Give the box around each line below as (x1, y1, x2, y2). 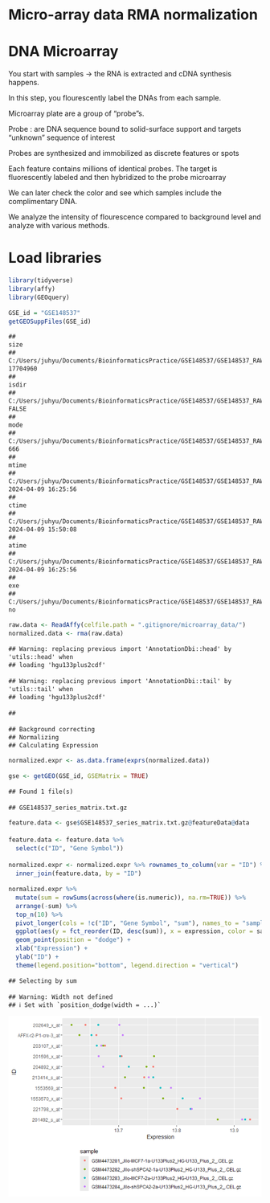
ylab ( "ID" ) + (15, 953, 59, 961)
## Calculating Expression (8, 742, 99, 750)
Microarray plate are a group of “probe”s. (8, 108, 145, 118)
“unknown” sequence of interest (8, 133, 116, 142)
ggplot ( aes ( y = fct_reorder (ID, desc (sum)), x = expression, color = (15, 927, 253, 935)
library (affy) (8, 284, 56, 293)
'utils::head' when (8, 653, 74, 661)
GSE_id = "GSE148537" (8, 309, 81, 317)
